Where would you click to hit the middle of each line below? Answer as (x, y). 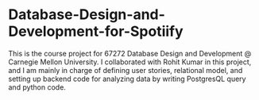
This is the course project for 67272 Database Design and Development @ (130, 53)
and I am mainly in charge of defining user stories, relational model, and (126, 70)
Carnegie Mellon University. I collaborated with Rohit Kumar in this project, (130, 62)
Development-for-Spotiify (96, 31)
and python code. (37, 87)
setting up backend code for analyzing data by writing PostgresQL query (127, 79)
